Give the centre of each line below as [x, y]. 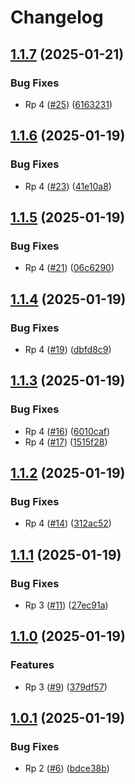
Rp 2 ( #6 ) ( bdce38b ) [67, 768]
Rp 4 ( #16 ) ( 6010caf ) [67, 431]
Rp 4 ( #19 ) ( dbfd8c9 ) [68, 349]
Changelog [57, 17]
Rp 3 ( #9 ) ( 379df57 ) [66, 687]
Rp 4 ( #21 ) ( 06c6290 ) [69, 268]
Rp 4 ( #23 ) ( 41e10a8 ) [68, 186]
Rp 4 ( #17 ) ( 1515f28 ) [66, 442]
